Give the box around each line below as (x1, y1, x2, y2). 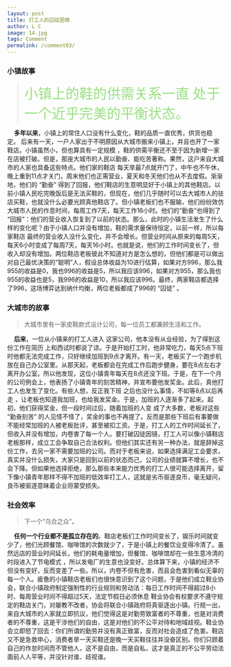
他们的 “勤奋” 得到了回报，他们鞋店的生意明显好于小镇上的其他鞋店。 (19, 181, 215, 189)
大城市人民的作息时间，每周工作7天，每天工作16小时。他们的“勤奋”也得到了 (7, 206, 221, 215)
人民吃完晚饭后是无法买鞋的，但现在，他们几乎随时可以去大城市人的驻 (25, 189, 224, 197)
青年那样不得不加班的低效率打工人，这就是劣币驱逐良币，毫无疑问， (30, 472, 224, 481)
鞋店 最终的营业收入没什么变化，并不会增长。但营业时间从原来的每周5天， (12, 232, 223, 241)
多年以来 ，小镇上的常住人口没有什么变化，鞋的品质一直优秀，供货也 (13, 129, 207, 137)
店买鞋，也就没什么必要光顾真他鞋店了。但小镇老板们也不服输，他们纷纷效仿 (7, 198, 224, 206)
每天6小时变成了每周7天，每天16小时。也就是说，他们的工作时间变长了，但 (7, 241, 219, 249)
